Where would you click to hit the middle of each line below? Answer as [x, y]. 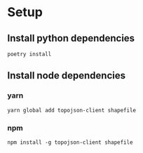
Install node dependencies [67, 75]
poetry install [29, 54]
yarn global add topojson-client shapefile [72, 110]
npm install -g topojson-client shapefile [70, 142]
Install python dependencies [71, 38]
